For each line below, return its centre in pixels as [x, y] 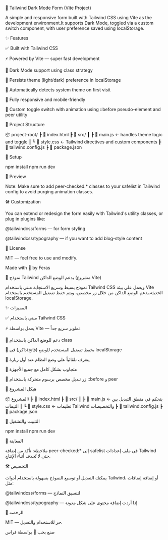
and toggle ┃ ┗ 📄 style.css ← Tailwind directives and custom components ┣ [83, 142]
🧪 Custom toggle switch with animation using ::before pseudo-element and [83, 109]
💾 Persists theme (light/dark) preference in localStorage [63, 80]
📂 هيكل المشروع [21, 389]
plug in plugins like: [25, 219]
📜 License [16, 248]
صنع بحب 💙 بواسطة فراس [30, 532]
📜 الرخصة [14, 512]
